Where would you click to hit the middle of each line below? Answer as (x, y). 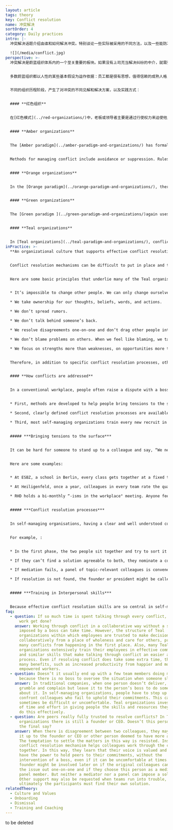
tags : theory (19, 15)
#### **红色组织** (28, 104)
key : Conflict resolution (33, 20)
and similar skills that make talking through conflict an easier (92, 654)
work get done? (35, 621)
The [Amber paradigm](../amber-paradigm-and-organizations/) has (82, 145)
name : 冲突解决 (20, 24)
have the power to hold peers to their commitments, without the (90, 755)
